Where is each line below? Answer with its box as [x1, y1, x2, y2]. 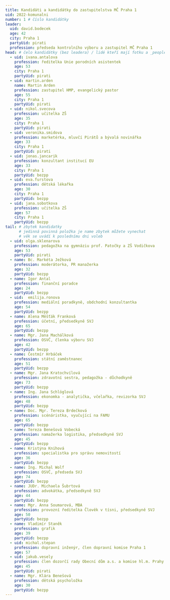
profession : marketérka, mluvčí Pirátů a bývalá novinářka [14, 135, 142, 140]
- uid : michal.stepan [10, 540, 56, 545]
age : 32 [14, 267, 30, 272]
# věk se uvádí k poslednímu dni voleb [18, 234, 103, 239]
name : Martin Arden [14, 83, 56, 88]
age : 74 [14, 474, 30, 479]
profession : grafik [14, 526, 56, 532]
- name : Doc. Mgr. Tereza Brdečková [10, 408, 87, 413]
